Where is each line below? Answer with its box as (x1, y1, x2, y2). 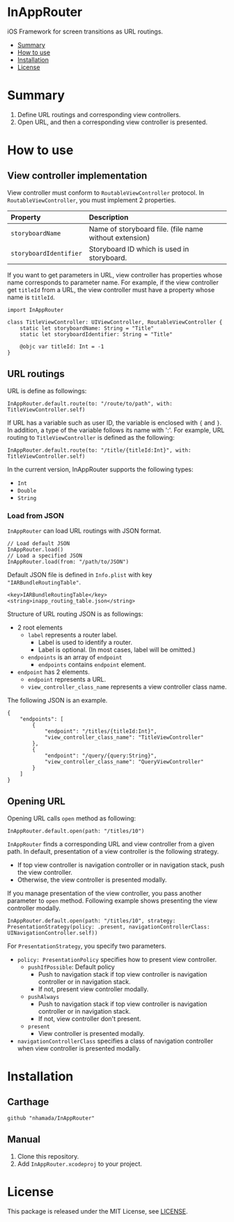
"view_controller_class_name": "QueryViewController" (44, 758, 204, 765)
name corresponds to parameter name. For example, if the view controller (7, 278, 219, 287)
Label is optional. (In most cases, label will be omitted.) (38, 646, 196, 654)
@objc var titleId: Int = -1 (19, 343, 104, 350)
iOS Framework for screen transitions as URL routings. (7, 27, 164, 36)
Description (88, 212, 129, 222)
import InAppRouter (7, 306, 64, 314)
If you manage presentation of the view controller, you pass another (7, 889, 202, 897)
